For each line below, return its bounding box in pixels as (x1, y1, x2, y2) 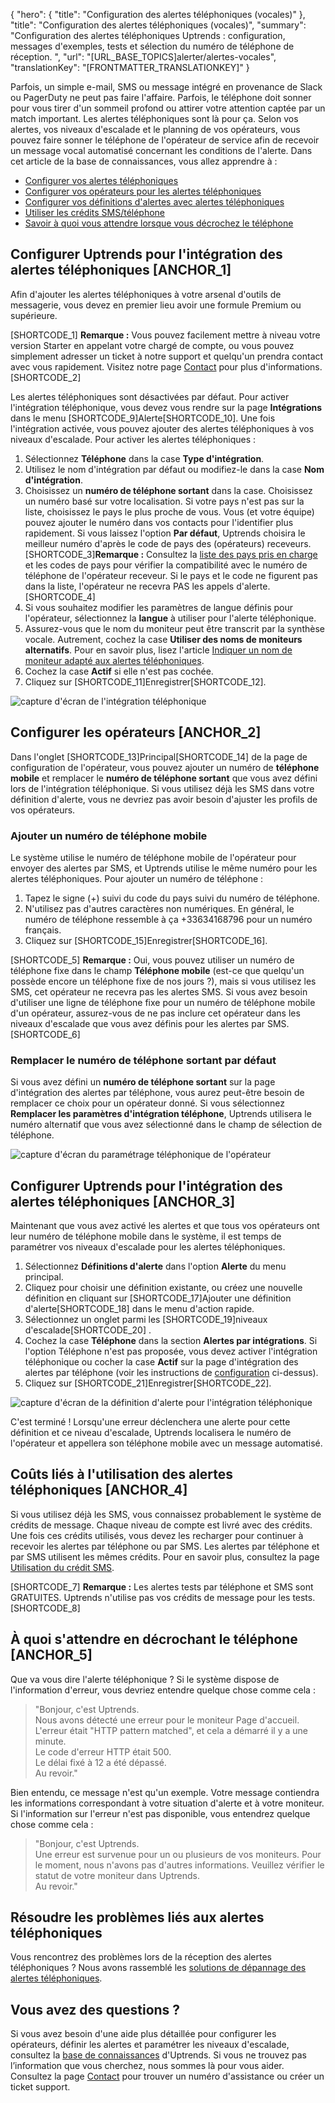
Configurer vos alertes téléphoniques (24, 175, 179, 186)
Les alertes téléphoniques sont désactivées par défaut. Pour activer (10, 390, 290, 403)
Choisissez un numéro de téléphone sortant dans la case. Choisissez (24, 484, 313, 496)
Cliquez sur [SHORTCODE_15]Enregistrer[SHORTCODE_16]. (24, 934, 268, 946)
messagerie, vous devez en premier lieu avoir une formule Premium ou (10, 299, 302, 311)
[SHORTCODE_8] (10, 1602, 81, 1614)
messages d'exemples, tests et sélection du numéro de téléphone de (10, 40, 295, 52)
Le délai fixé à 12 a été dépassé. (34, 1756, 167, 1768)
